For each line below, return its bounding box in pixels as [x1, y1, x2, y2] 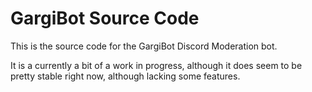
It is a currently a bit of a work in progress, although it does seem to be [10, 59, 303, 71]
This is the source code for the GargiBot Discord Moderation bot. [10, 40, 278, 52]
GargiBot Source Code [10, 7, 200, 30]
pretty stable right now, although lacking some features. [10, 70, 241, 82]
